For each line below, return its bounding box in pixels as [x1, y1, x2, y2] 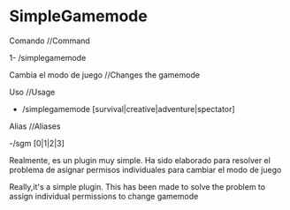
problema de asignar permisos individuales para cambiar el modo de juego [9, 164, 282, 175]
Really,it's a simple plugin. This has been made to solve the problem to [9, 181, 266, 191]
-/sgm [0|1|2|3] [9, 138, 65, 148]
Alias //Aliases [9, 121, 61, 131]
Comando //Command [9, 35, 90, 46]
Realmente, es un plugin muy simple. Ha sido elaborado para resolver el [9, 154, 271, 165]
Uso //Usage [9, 86, 56, 97]
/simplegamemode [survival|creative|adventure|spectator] [21, 103, 236, 114]
